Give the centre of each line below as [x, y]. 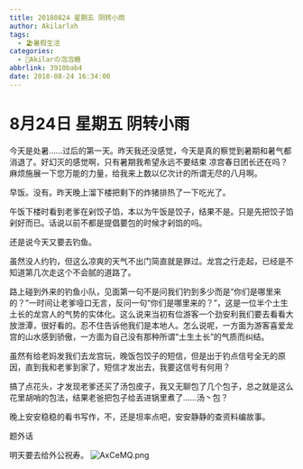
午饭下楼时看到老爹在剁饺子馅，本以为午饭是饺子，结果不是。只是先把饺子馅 [151, 211]
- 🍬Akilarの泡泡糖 [49, 60]
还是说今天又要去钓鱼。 [53, 242]
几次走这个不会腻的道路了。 [84, 272]
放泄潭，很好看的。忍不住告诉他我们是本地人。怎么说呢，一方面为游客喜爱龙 [151, 325]
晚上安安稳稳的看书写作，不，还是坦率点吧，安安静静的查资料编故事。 [140, 417]
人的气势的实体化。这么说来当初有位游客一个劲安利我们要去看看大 [171, 314]
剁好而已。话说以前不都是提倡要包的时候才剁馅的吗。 [108, 223]
